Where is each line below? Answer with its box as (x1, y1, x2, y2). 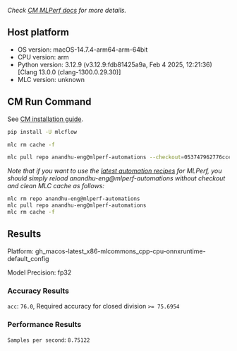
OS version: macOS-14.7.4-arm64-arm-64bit (17, 45, 148, 54)
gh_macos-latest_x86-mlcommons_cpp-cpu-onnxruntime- (35, 247, 206, 255)
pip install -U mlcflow (7, 128, 78, 135)
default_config (7, 254, 49, 263)
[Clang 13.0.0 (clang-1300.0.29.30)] (17, 67, 121, 76)
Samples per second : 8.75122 (7, 335, 90, 344)
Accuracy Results (7, 286, 69, 296)
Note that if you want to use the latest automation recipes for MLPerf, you (7, 166, 222, 175)
